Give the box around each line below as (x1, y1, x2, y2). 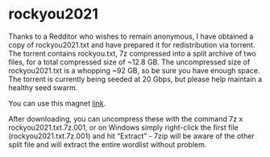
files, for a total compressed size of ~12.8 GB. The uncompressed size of (8, 57, 251, 67)
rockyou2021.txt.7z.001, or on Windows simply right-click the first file (8, 122, 239, 132)
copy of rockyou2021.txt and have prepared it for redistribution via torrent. (8, 39, 255, 49)
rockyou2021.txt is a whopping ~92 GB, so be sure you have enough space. (8, 65, 260, 75)
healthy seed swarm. (8, 82, 78, 93)
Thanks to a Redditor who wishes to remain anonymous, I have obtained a (8, 31, 254, 41)
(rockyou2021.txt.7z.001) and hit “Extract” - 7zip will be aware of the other (8, 130, 255, 141)
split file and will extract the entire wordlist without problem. (8, 139, 207, 149)
